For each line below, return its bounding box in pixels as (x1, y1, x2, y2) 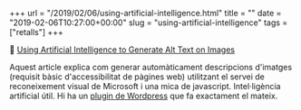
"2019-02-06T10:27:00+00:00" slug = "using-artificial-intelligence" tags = (9, 17, 288, 28)
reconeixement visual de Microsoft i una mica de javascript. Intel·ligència (9, 81, 281, 91)
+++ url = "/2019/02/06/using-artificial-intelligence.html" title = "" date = (9, 8, 282, 18)
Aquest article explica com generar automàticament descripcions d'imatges (9, 62, 293, 72)
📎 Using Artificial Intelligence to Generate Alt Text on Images (9, 44, 236, 55)
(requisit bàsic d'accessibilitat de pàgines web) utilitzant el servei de (9, 71, 266, 82)
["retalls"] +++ (9, 27, 63, 37)
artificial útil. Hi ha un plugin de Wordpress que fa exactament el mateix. (9, 90, 278, 101)
